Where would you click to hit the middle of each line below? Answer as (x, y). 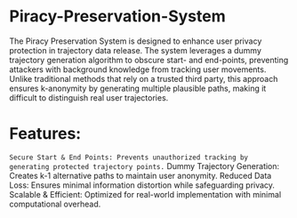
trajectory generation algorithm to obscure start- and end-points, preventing (149, 60)
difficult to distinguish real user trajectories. (89, 97)
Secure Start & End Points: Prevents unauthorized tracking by (129, 157)
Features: (45, 134)
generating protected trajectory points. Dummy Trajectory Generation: (144, 166)
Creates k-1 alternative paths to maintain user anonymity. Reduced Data (140, 175)
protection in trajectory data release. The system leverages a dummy (136, 50)
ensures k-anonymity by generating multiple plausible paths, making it (138, 88)
